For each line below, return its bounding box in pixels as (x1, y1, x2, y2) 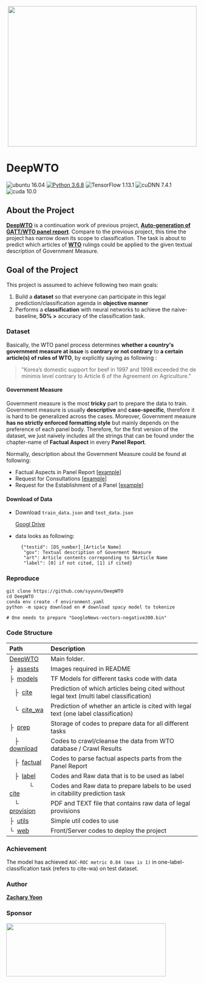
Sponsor (6, 909, 32, 917)
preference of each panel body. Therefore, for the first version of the (6, 426, 178, 433)
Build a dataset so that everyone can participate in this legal (15, 292, 166, 300)
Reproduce (6, 574, 39, 583)
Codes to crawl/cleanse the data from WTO (50, 736, 174, 745)
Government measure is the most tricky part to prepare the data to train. (6, 400, 188, 407)
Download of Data (6, 495, 53, 503)
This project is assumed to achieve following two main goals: (6, 281, 159, 288)
